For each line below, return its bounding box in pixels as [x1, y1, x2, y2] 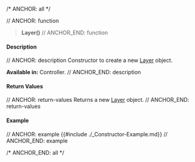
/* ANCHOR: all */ [6, 6, 51, 12]
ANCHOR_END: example [6, 137, 68, 144]
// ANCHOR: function [6, 17, 59, 24]
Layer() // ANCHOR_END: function [21, 29, 108, 36]
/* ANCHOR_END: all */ [6, 148, 65, 156]
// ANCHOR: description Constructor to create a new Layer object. [6, 56, 173, 64]
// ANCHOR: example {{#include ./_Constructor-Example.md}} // [6, 130, 168, 137]
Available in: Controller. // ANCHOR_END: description [6, 69, 141, 76]
